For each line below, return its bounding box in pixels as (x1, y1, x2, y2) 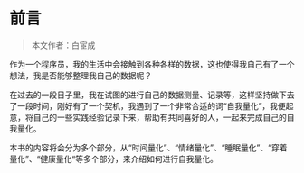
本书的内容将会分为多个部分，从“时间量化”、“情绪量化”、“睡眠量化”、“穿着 (9, 141, 288, 153)
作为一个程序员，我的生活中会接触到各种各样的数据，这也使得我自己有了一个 (9, 59, 295, 69)
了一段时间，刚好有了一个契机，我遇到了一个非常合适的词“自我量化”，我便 (9, 100, 287, 111)
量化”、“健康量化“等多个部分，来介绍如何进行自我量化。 (9, 153, 219, 164)
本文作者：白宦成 (31, 40, 96, 50)
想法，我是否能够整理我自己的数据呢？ (9, 69, 152, 81)
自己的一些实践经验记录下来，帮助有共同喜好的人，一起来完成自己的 (33, 112, 287, 123)
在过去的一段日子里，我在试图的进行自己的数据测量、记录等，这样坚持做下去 (9, 89, 295, 100)
